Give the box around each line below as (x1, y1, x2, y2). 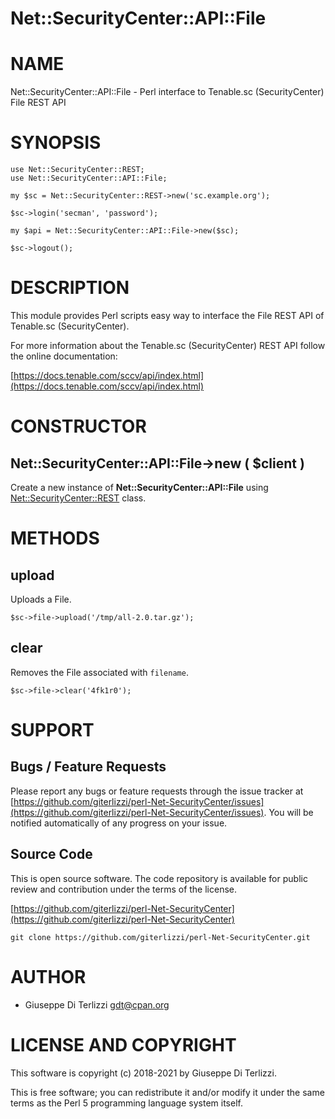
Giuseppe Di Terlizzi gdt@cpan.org (24, 998, 170, 1011)
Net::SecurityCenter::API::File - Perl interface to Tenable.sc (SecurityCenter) (10, 86, 325, 98)
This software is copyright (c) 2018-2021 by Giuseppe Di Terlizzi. (10, 1067, 277, 1079)
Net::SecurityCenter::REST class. (10, 492, 147, 504)
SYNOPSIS (10, 132, 102, 154)
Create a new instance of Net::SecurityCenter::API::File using (10, 482, 269, 493)
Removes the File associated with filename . (10, 666, 189, 678)
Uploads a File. (10, 593, 72, 605)
